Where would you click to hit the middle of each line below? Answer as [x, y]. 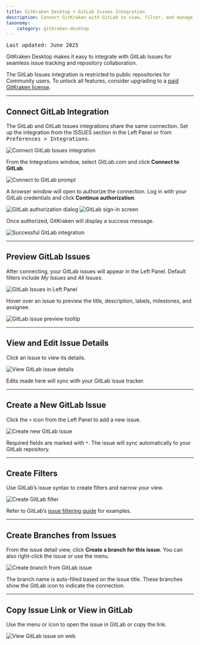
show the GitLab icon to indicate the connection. [65, 586]
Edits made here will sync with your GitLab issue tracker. [75, 381]
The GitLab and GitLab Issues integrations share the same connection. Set [97, 126]
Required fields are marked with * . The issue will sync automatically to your [99, 442]
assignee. [18, 307]
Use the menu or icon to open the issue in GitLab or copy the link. [87, 624]
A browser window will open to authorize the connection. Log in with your [96, 191]
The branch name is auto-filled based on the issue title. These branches [94, 579]
